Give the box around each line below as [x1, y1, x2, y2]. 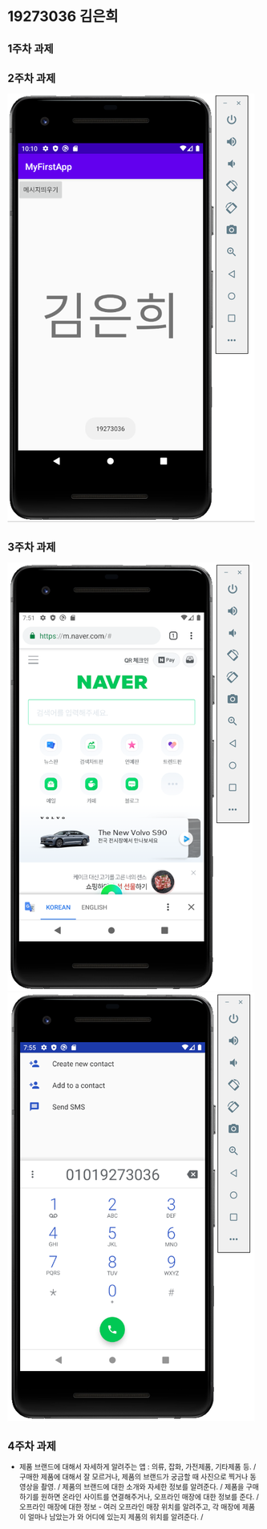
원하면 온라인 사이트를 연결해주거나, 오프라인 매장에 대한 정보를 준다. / [40, 1492, 260, 1502]
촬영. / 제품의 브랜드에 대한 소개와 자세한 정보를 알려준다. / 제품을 [40, 1482, 245, 1492]
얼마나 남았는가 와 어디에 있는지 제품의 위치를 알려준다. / [27, 1512, 204, 1522]
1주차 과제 [7, 42, 54, 55]
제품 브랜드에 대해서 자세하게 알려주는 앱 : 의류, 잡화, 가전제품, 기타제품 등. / [18, 1462, 257, 1472]
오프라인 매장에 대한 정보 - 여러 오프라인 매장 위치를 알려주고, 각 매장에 [18, 1502, 241, 1512]
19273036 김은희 [7, 7, 119, 26]
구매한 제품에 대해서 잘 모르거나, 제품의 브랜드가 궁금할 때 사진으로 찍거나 [18, 1472, 249, 1482]
